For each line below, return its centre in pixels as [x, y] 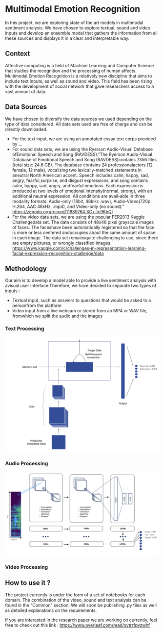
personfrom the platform [37, 305]
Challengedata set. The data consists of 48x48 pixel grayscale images [83, 222]
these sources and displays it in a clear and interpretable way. [67, 38]
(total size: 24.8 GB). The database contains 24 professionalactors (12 [82, 165]
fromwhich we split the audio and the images [57, 316]
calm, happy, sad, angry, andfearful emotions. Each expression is [78, 185]
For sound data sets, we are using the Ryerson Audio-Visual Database [82, 149]
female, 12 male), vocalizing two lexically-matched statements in [77, 170]
